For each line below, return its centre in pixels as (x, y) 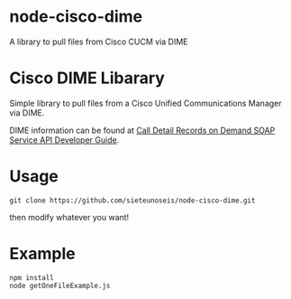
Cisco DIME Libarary (87, 78)
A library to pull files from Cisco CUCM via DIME (99, 42)
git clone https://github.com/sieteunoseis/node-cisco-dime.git (132, 201)
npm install (32, 277)
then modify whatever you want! (69, 217)
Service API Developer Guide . (64, 140)
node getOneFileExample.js (60, 285)
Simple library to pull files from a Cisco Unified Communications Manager (145, 103)
